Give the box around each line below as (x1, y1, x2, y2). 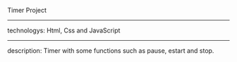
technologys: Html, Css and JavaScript (7, 26, 121, 35)
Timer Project (7, 6, 47, 14)
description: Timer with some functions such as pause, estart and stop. (7, 46, 214, 55)
